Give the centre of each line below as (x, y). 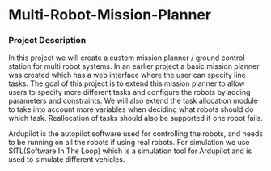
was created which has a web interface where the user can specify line (127, 75)
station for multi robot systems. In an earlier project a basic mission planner (134, 66)
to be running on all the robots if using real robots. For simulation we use (129, 143)
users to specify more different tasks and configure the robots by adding (129, 92)
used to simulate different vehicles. (67, 160)
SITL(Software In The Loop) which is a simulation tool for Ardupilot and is (130, 151)
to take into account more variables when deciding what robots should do (131, 109)
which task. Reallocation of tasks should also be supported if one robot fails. (135, 118)
